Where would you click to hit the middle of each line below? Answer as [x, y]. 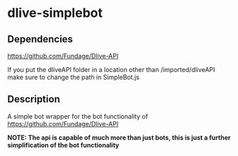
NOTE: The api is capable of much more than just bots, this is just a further [119, 137]
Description [34, 99]
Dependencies [40, 39]
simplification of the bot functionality [63, 145]
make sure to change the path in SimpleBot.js [73, 77]
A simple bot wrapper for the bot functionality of [78, 116]
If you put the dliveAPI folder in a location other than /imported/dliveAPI [111, 70]
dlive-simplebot [55, 13]
